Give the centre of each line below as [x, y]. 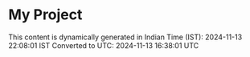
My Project [45, 15]
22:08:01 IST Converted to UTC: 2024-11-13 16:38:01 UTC [104, 45]
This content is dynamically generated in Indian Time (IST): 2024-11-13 [125, 37]
